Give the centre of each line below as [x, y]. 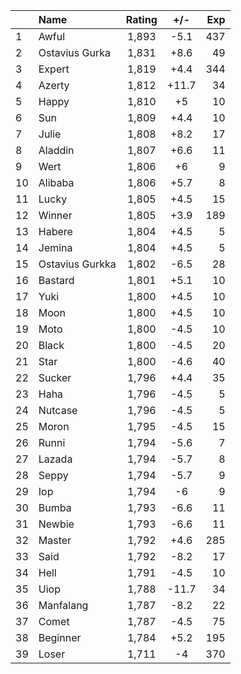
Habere [55, 231]
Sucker [55, 377]
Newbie [56, 524]
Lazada [55, 459]
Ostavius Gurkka [77, 264]
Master [55, 540]
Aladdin [56, 150]
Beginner [60, 637]
